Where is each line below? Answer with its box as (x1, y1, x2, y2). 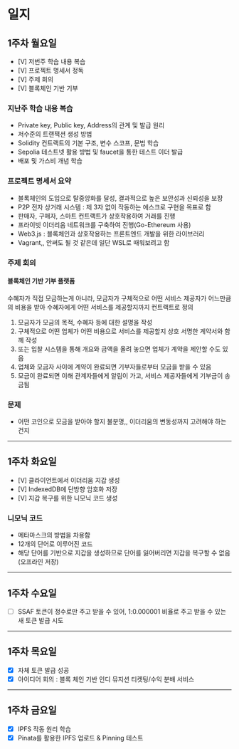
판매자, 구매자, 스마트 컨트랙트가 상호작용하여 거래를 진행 (17, 211, 176, 220)
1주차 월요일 (7, 37, 57, 49)
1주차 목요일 (7, 646, 57, 658)
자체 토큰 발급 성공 (17, 666, 70, 674)
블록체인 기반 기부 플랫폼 (7, 277, 75, 286)
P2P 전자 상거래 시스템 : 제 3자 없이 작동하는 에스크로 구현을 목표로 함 (17, 202, 211, 211)
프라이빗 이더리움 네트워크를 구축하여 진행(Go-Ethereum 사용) (17, 220, 191, 229)
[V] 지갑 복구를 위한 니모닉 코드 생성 (17, 493, 118, 502)
